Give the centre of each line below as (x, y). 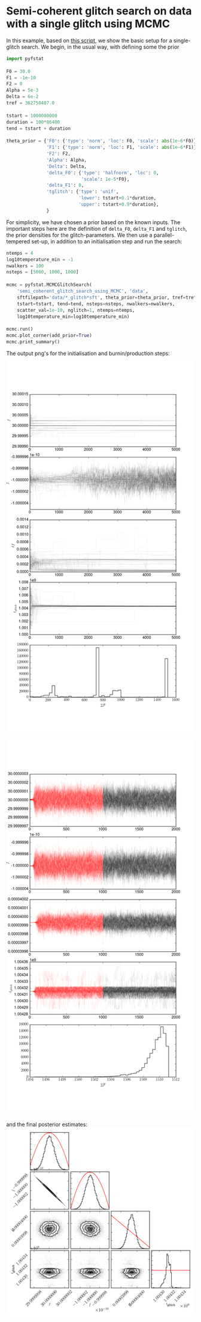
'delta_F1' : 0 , (65, 185)
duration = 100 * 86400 (33, 122)
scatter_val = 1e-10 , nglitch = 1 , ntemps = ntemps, (76, 310)
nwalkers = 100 (25, 266)
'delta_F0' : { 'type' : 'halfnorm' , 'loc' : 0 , (103, 172)
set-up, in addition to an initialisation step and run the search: (107, 241)
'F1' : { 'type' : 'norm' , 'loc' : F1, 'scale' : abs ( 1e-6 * (116, 148)
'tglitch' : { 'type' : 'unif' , (83, 192)
